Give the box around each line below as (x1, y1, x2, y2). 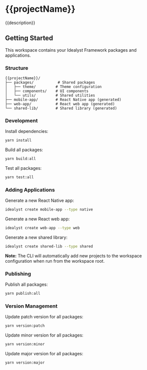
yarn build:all (5, 156, 36, 161)
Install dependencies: (5, 128, 49, 134)
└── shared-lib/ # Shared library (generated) (5, 106, 118, 111)
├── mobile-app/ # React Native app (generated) (5, 97, 122, 102)
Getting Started (5, 34, 53, 42)
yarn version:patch (5, 323, 45, 328)
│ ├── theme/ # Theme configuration (5, 85, 102, 90)
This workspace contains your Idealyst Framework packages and (5, 47, 137, 53)
